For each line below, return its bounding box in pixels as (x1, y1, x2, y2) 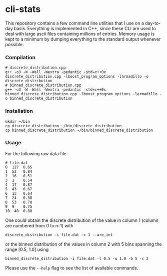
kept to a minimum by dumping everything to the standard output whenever (5, 36, 161, 42)
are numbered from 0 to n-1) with (5, 222, 73, 228)
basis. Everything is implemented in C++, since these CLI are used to (14, 25, 156, 31)
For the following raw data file (5, 150, 66, 156)
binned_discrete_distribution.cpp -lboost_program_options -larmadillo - (5, 92, 162, 97)
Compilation (5, 54, 36, 61)
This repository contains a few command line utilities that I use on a (5, 20, 144, 26)
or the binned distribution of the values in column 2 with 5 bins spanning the (5, 241, 162, 247)
